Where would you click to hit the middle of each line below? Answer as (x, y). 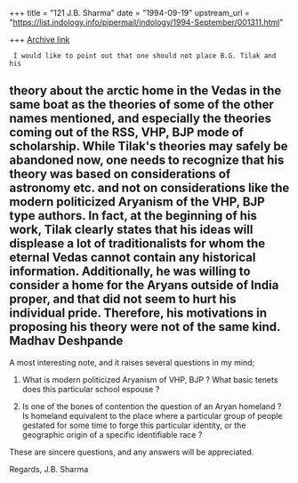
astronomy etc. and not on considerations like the (149, 188)
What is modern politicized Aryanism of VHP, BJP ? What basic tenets (150, 379)
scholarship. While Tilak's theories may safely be (149, 146)
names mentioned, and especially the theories (140, 119)
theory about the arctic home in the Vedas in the (145, 91)
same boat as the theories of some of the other (141, 105)
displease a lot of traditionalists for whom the (137, 244)
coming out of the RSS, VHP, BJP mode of (127, 133)
